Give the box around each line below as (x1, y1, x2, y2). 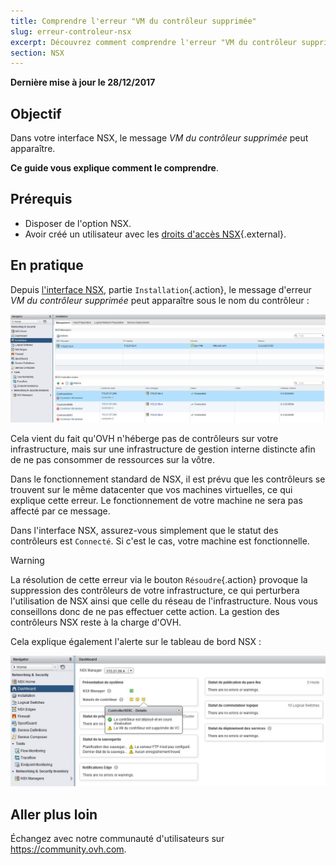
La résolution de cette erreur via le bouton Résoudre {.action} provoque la (10, 574, 308, 586)
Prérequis (10, 191, 73, 208)
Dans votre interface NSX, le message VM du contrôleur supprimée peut (10, 132, 309, 144)
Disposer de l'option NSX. (24, 217, 132, 229)
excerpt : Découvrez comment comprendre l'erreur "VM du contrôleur (10, 37, 298, 47)
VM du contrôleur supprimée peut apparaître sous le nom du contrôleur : (10, 294, 310, 306)
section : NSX (10, 48, 65, 58)
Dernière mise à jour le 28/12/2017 (10, 76, 156, 89)
